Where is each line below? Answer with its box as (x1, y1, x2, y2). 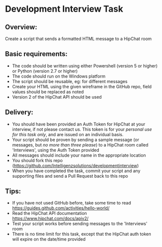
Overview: (5, 23, 37, 31)
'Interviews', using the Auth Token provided (12, 147, 100, 153)
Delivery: (5, 108, 34, 117)
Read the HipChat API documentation (12, 210, 87, 216)
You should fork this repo (12, 157, 63, 163)
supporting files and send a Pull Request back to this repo (12, 173, 128, 179)
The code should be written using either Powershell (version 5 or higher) (12, 62, 158, 69)
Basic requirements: (5, 50, 68, 58)
